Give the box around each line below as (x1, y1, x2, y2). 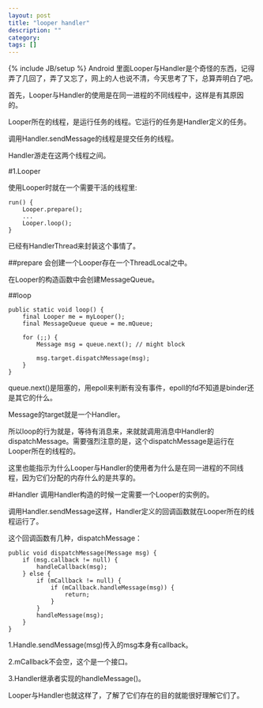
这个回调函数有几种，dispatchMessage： (8, 533, 142, 543)
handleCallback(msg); (36, 563, 108, 571)
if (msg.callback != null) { (22, 556, 118, 564)
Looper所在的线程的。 (8, 446, 81, 456)
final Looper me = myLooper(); (22, 313, 126, 321)
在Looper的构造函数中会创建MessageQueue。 (8, 274, 160, 285)
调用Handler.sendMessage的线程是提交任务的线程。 (8, 134, 178, 143)
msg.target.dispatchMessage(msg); (36, 354, 150, 362)
